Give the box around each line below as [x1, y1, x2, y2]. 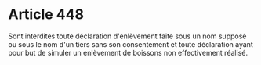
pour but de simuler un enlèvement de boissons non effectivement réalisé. [8, 48, 248, 57]
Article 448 [8, 5, 85, 23]
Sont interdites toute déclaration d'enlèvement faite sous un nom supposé [8, 31, 247, 41]
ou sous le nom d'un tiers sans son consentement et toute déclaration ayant [8, 39, 253, 49]
